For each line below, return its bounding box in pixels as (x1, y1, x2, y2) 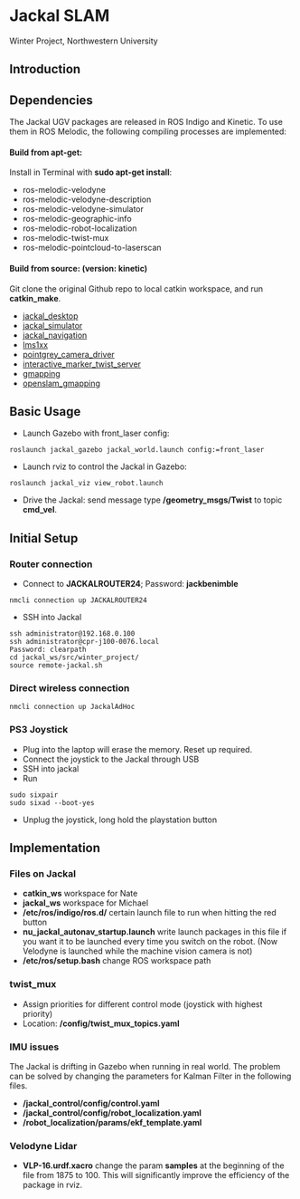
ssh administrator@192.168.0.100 (9, 629, 136, 638)
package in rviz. (22, 1179, 83, 1191)
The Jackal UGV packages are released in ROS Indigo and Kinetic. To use (9, 117, 283, 128)
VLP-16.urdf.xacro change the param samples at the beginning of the (22, 1160, 285, 1171)
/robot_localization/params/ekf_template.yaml (22, 1117, 202, 1127)
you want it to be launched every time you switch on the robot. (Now (22, 936, 278, 947)
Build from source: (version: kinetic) (9, 263, 148, 273)
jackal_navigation (22, 330, 88, 341)
